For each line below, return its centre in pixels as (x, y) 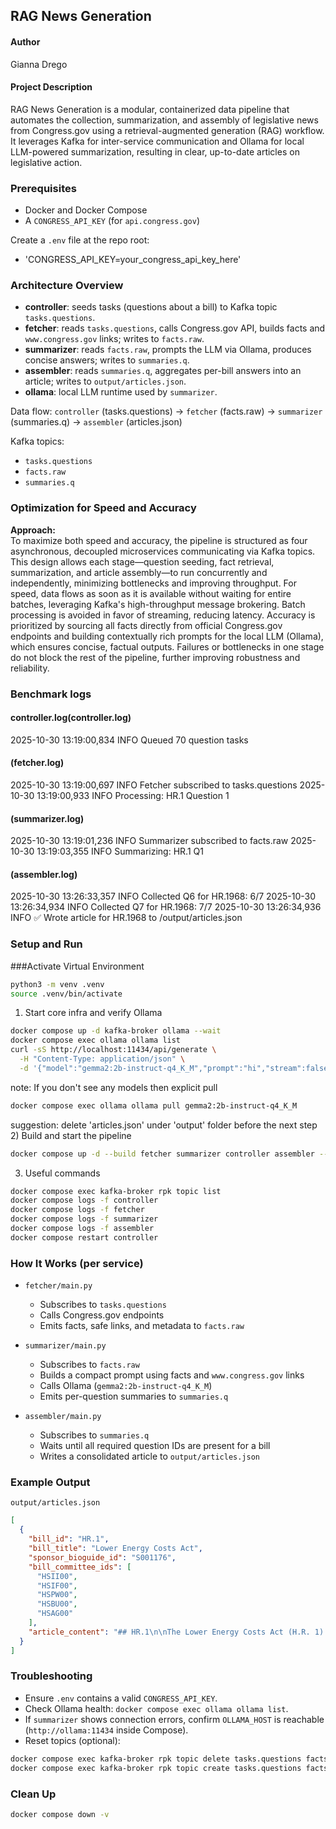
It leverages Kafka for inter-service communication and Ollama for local (157, 141)
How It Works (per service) (77, 1263)
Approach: (33, 530)
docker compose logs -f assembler (82, 1229)
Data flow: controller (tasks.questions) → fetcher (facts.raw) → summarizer (166, 411)
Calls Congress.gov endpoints (102, 1315)
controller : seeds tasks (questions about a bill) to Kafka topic (151, 307)
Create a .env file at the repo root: (80, 240)
